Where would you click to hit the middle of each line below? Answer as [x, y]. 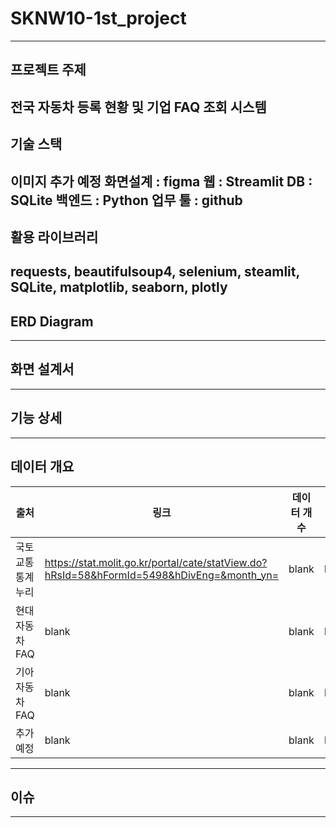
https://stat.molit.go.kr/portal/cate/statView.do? [156, 562]
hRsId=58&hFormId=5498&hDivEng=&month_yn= [161, 575]
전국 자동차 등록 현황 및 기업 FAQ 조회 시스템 [138, 107]
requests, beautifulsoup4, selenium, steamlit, [155, 272]
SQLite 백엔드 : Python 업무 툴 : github [126, 200]
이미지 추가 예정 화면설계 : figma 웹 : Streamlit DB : [161, 181]
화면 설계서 [42, 369]
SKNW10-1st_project [98, 18]
